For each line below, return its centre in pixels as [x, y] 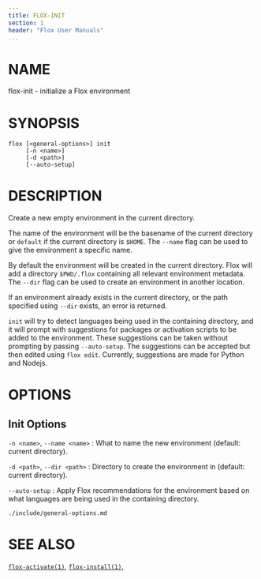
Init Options [37, 424]
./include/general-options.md [58, 513]
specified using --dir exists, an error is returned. [88, 306]
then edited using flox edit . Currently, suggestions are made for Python [126, 355]
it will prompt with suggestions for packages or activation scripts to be [123, 329]
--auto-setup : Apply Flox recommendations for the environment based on [129, 491]
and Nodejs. [28, 363]
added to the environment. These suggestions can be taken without [118, 338]
